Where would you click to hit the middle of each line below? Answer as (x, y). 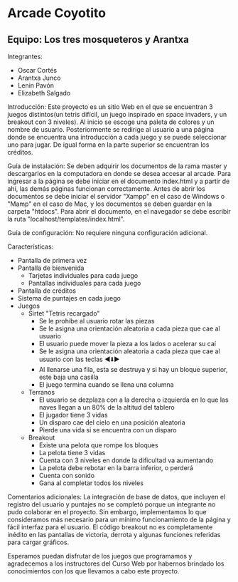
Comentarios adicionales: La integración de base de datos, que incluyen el (117, 497)
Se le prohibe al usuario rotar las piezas (97, 321)
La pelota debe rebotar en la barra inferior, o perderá (116, 468)
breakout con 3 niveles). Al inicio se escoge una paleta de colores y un (111, 122)
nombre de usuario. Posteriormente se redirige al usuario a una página (111, 129)
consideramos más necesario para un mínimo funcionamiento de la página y (119, 519)
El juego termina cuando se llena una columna (106, 385)
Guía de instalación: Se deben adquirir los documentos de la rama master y (117, 166)
